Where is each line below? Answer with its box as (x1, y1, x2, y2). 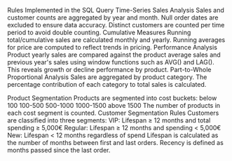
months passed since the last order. (7, 146, 111, 154)
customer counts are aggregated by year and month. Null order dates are (7, 13, 219, 22)
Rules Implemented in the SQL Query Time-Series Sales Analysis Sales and (7, 6, 224, 14)
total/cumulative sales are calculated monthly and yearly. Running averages (7, 36, 226, 44)
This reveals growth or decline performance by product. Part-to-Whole (7, 66, 212, 73)
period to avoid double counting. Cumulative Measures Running (7, 28, 191, 36)
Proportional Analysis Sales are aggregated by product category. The (7, 73, 207, 81)
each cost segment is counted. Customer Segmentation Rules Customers (7, 108, 219, 117)
